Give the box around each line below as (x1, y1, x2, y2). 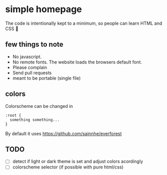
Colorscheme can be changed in (5, 103, 73, 109)
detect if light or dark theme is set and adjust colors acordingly (12, 158, 143, 164)
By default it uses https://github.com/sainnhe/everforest (5, 130, 122, 137)
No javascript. (12, 53, 42, 60)
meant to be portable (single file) (12, 75, 81, 81)
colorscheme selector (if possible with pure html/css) (12, 164, 124, 170)
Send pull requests (12, 70, 52, 76)
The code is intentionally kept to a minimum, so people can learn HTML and (5, 20, 162, 26)
